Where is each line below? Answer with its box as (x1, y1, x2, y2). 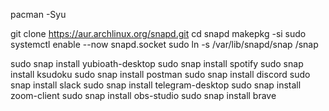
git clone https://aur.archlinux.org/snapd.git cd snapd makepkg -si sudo (10, 28, 307, 39)
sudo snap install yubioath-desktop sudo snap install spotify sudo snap (10, 58, 304, 69)
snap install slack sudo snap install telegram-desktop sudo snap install (10, 79, 302, 91)
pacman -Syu (10, 9, 67, 20)
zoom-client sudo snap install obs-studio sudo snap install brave (10, 90, 277, 101)
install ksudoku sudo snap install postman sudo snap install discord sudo (10, 69, 311, 80)
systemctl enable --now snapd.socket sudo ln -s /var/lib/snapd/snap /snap (10, 39, 319, 50)
